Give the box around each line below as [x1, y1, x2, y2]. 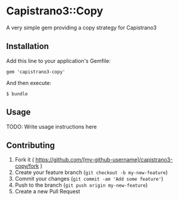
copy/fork [14, 163, 39, 170]
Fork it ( [14, 156, 35, 163]
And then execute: [6, 79, 51, 86]
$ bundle [6, 91, 28, 97]
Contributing [6, 140, 55, 150]
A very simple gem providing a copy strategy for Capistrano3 [6, 24, 157, 31]
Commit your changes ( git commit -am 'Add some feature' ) [14, 175, 163, 182]
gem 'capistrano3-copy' [6, 69, 66, 75]
